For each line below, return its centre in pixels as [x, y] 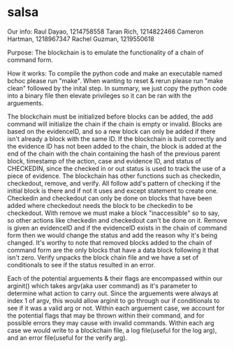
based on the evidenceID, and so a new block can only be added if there [111, 131]
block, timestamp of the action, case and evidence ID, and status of [104, 161]
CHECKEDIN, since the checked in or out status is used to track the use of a [116, 168]
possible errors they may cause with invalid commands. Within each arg [111, 322]
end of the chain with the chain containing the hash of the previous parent [114, 154]
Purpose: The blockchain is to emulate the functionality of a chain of [105, 52]
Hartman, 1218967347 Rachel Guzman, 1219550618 [81, 38]
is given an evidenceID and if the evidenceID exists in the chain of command [117, 228]
